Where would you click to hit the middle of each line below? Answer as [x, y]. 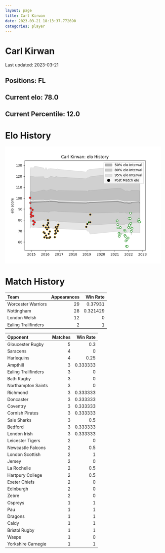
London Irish [20, 434]
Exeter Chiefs [21, 482]
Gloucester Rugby [25, 344]
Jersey [14, 461]
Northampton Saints [28, 386]
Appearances [65, 297]
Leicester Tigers [24, 441]
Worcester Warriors [27, 304]
